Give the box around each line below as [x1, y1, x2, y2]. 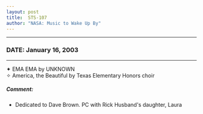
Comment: [6, 85, 34, 93]
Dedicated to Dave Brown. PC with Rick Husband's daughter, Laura [14, 101, 182, 108]
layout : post [6, 8, 39, 15]
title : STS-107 [6, 15, 47, 21]
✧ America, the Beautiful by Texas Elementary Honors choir [6, 72, 155, 79]
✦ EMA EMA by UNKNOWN [6, 65, 76, 73]
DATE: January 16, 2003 [6, 46, 79, 55]
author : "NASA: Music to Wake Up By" [6, 20, 101, 26]
